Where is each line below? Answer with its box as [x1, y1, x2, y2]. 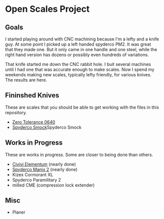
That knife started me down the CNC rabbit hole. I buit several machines [5, 62, 151, 67]
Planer [12, 209, 26, 215]
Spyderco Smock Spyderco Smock [12, 124, 82, 130]
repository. [5, 109, 27, 115]
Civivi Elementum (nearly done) [12, 161, 76, 167]
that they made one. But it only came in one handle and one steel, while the [5, 47, 157, 52]
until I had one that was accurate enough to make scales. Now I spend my [5, 66, 155, 72]
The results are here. [5, 77, 48, 83]
